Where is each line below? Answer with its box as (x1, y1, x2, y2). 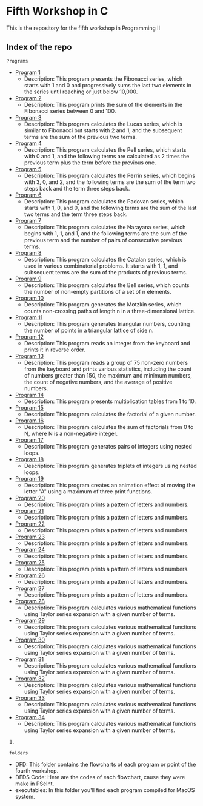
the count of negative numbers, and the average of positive (24, 378, 173, 385)
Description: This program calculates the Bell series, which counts (24, 281, 190, 289)
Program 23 (15, 533, 45, 540)
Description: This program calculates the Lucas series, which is (24, 120, 183, 127)
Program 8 (15, 249, 42, 256)
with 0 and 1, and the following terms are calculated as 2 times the (24, 152, 190, 160)
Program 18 (15, 455, 44, 462)
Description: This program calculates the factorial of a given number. (24, 410, 196, 418)
